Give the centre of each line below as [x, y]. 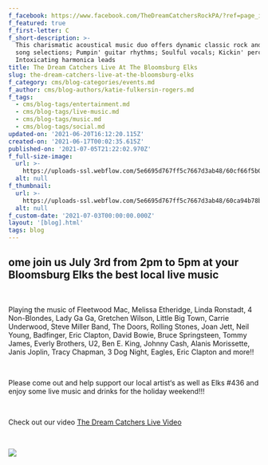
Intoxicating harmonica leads [65, 61]
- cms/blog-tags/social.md [60, 127]
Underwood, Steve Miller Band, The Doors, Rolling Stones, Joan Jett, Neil [129, 326]
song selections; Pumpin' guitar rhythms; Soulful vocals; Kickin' [130, 53]
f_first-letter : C [39, 30]
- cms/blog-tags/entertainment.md [73, 104]
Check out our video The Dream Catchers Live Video [95, 422]
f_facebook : [28, 16]
